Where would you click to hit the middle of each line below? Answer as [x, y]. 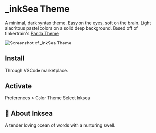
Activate [19, 86]
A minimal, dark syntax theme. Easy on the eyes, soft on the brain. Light [78, 23]
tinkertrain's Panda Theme [32, 33]
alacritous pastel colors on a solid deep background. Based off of [72, 28]
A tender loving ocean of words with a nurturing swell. [60, 125]
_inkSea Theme [38, 9]
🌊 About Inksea [29, 113]
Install [15, 59]
